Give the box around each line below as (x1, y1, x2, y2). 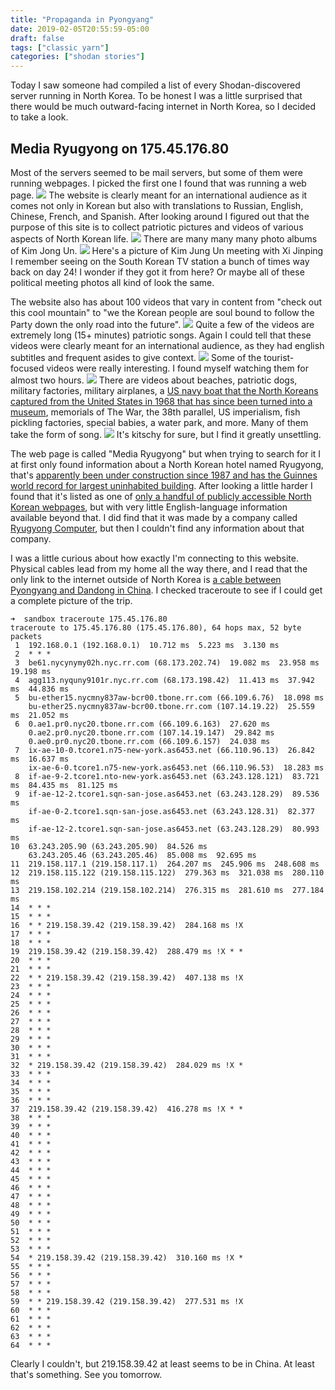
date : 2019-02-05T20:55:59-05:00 (10, 24, 150, 34)
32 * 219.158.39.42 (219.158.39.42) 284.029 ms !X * (10, 1060, 244, 1070)
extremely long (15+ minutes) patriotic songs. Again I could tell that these (10, 329, 312, 341)
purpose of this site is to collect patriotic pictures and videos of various (10, 221, 304, 233)
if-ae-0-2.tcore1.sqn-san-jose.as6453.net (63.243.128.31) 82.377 (28, 806, 315, 816)
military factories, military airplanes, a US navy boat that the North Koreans (10, 384, 319, 396)
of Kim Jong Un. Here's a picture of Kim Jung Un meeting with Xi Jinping (10, 244, 324, 256)
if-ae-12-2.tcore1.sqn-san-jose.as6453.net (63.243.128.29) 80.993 (28, 824, 320, 834)
